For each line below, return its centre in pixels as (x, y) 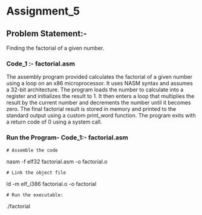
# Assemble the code (32, 150)
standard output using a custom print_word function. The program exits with (101, 116)
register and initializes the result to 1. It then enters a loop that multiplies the (100, 96)
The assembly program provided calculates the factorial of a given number (99, 77)
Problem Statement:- (47, 34)
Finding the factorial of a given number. (55, 48)
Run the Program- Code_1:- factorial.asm (67, 137)
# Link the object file (36, 173)
